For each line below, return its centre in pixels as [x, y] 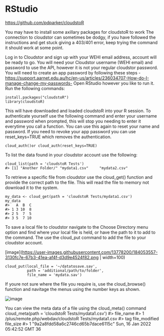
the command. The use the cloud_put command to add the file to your [76, 237]
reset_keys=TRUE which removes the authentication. [58, 137]
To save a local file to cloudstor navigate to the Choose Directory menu [77, 227]
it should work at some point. [34, 48]
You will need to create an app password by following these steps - [73, 72]
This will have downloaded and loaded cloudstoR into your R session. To [78, 111]
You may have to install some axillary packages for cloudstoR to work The [80, 32]
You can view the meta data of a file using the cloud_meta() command [76, 308]
